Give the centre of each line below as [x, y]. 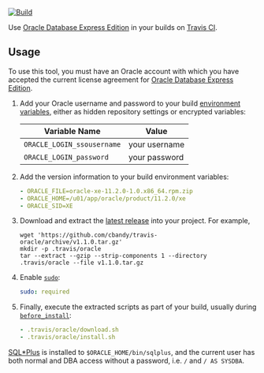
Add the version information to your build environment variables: [124, 177]
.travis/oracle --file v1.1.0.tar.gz [82, 263]
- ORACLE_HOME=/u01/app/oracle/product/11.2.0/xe [103, 198]
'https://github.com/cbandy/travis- [97, 235]
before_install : [46, 315]
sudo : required [45, 292]
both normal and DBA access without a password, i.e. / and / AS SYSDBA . [126, 361]
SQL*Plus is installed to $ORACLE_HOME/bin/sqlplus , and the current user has [132, 352]
